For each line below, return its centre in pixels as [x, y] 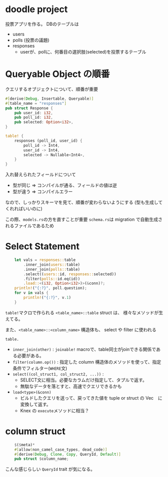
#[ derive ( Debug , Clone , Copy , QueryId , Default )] [68, 454]
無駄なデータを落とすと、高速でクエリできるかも [71, 386]
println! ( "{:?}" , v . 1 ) [47, 298]
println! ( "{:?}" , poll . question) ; [51, 288]
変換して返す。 [35, 404]
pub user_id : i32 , [34, 113]
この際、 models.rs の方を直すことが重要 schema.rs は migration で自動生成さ [84, 220]
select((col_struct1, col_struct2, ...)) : [58, 374]
